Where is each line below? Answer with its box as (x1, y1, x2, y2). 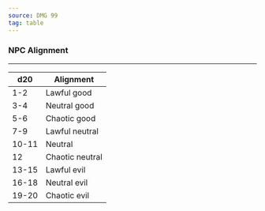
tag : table (8, 19, 44, 27)
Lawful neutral (45, 126, 99, 137)
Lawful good (45, 87, 92, 98)
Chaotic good (45, 112, 96, 123)
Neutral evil (45, 177, 88, 188)
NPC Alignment (8, 45, 69, 56)
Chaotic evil (45, 190, 89, 201)
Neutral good (45, 100, 95, 111)
